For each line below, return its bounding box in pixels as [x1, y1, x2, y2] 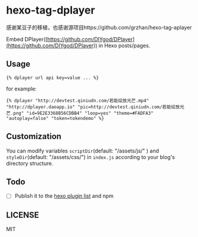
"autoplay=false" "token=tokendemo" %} [6, 115, 105, 121]
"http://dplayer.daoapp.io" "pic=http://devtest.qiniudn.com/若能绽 [6, 104, 176, 110]
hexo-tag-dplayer [6, 4, 96, 17]
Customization [6, 131, 62, 142]
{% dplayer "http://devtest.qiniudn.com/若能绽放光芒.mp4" [6, 98, 150, 103]
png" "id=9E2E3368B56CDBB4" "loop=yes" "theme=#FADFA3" [13, 110, 154, 116]
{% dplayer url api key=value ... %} [6, 74, 99, 80]
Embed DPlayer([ [6, 35, 48, 43]
